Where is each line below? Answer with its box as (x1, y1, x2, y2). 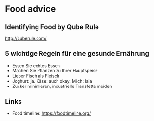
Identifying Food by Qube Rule (5, 23, 99, 31)
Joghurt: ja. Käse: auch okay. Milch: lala (12, 78, 92, 84)
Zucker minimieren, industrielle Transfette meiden (12, 83, 112, 89)
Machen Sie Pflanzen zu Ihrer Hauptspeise (12, 68, 98, 73)
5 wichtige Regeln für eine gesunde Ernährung (5, 50, 150, 58)
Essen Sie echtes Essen (12, 62, 60, 69)
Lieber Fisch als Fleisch (12, 73, 59, 79)
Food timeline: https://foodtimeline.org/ (12, 110, 91, 116)
